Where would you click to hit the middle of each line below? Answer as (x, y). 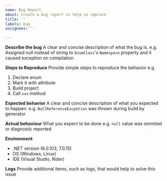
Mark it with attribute (34, 83)
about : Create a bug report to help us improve (56, 15)
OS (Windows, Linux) (34, 154)
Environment (19, 139)
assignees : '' (20, 29)
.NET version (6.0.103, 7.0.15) (42, 148)
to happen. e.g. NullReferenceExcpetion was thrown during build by (75, 109)
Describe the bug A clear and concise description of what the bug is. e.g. (81, 47)
